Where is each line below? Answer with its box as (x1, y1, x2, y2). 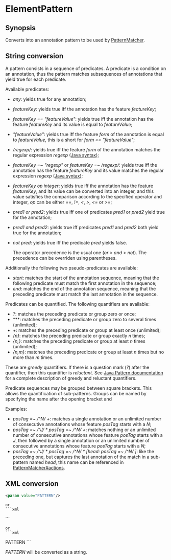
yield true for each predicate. (5, 76, 66, 82)
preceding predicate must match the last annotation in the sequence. (12, 291, 158, 297)
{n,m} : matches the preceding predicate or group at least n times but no (12, 349, 164, 355)
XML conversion (5, 479, 59, 488)
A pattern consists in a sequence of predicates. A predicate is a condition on (5, 65, 166, 72)
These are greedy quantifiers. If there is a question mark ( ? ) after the (5, 364, 150, 370)
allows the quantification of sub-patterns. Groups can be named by (5, 390, 146, 396)
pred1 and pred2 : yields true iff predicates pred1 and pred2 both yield (12, 224, 159, 230)
